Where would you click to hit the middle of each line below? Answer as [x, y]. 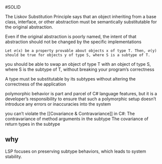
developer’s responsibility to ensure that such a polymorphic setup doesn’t [81, 99]
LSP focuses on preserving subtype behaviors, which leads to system [76, 151]
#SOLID [13, 7]
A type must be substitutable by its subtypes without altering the [70, 79]
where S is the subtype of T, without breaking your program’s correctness [80, 69]
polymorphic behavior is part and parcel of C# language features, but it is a [81, 94]
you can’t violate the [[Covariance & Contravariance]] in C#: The [70, 113]
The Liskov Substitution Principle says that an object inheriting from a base [81, 16]
